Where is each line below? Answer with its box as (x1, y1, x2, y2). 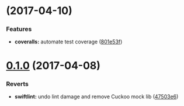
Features (6, 25, 32, 33)
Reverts (6, 80, 29, 88)
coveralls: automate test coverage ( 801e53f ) (14, 38, 123, 45)
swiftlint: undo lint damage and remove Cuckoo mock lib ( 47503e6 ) (14, 93, 179, 100)
